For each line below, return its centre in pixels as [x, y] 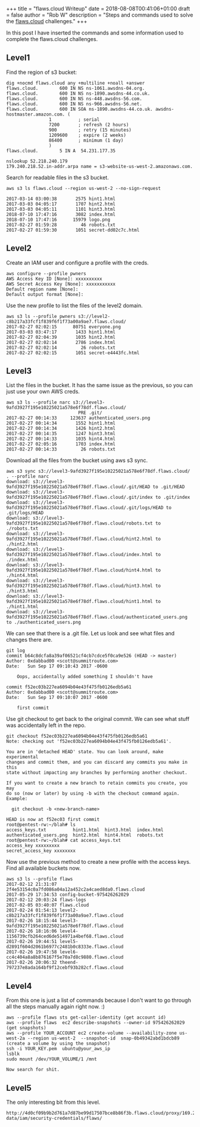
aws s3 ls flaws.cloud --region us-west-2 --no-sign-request [84, 188]
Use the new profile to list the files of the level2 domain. [74, 305]
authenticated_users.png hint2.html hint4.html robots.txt [85, 835]
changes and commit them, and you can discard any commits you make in [97, 762]
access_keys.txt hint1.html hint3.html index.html [85, 830]
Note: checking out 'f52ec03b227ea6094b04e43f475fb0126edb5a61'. [89, 742]
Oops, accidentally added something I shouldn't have [85, 677]
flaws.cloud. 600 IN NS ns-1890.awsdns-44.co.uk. [78, 93]
